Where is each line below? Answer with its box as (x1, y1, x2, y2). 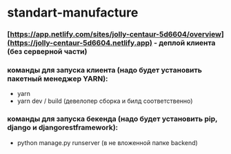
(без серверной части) (7, 47, 88, 57)
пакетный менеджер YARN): (7, 74, 108, 84)
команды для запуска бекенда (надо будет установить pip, (7, 114, 218, 124)
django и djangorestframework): (7, 123, 119, 133)
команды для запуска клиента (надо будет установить (7, 66, 202, 75)
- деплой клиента (154, 38, 216, 48)
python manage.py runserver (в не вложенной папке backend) (17, 138, 198, 146)
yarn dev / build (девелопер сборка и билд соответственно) (17, 97, 193, 105)
